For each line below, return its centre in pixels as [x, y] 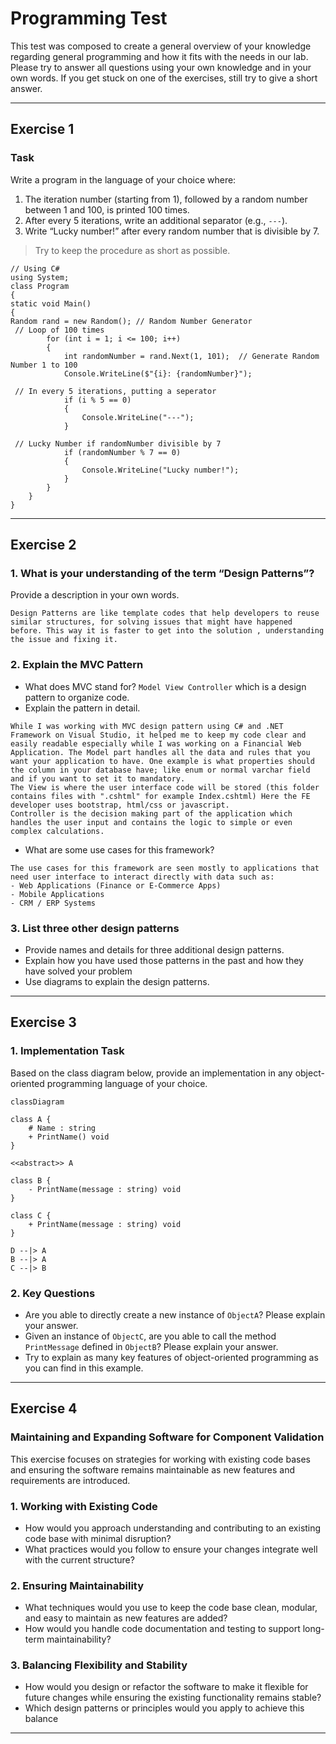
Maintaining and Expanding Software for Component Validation [167, 1437]
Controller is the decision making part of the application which [151, 813]
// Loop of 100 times [59, 330]
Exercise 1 [42, 129]
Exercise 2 [43, 545]
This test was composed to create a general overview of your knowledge [161, 46]
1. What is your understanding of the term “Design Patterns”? [162, 573]
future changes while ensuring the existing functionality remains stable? [173, 1698]
